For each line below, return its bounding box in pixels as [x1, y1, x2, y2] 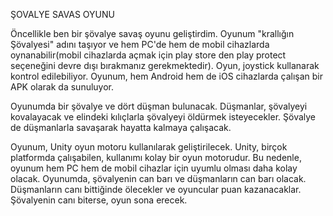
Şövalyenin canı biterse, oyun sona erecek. [10, 194, 188, 206]
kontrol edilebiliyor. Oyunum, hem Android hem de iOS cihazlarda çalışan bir [10, 70, 323, 82]
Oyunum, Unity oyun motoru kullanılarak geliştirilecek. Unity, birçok [10, 141, 288, 153]
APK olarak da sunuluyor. [10, 81, 115, 93]
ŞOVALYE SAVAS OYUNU [10, 9, 115, 20]
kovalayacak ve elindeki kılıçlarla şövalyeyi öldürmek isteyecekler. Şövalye [10, 111, 317, 123]
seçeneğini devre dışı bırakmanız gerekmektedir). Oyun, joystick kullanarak [10, 60, 320, 71]
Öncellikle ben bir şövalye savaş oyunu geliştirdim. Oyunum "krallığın [10, 28, 295, 39]
